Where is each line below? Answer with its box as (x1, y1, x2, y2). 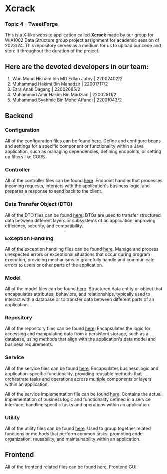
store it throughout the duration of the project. (5, 48, 100, 54)
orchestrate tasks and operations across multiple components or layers (5, 376, 152, 382)
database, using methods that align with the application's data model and (5, 336, 156, 342)
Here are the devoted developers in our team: (5, 62, 149, 71)
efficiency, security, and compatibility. (5, 223, 83, 229)
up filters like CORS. (5, 153, 46, 160)
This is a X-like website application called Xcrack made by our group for (5, 32, 154, 38)
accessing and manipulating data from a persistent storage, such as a (5, 331, 149, 337)
